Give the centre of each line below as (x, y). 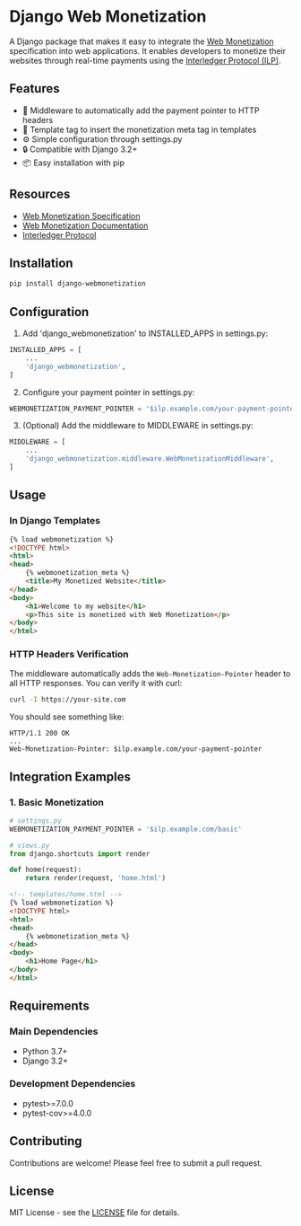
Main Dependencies (54, 1032)
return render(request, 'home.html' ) (96, 878)
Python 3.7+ (45, 1051)
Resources (40, 194)
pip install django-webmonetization (77, 284)
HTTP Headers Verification (69, 655)
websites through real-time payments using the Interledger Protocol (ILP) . (145, 60)
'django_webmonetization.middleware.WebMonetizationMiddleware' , (150, 459)
